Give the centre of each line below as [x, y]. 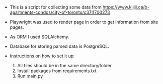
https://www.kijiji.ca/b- [126, 7]
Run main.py [30, 76]
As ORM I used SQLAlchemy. [40, 37]
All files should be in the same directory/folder [64, 65]
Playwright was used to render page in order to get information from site [84, 22]
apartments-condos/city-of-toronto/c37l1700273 [60, 12]
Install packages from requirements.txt [57, 71]
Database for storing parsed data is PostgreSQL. [59, 46]
